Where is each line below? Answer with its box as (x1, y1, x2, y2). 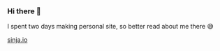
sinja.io (7, 36, 28, 44)
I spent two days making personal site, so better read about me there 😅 (7, 22, 214, 31)
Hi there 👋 (7, 6, 42, 16)
